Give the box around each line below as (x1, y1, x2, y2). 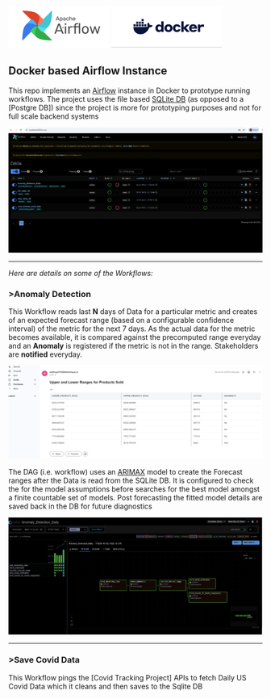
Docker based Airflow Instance (8, 64, 168, 78)
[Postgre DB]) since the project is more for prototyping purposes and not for (8, 103, 262, 112)
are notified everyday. (8, 349, 83, 359)
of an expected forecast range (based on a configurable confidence (8, 315, 235, 324)
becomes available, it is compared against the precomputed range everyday (8, 332, 261, 341)
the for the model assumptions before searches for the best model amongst (8, 483, 261, 494)
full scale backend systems (8, 111, 99, 121)
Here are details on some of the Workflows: (8, 268, 153, 278)
